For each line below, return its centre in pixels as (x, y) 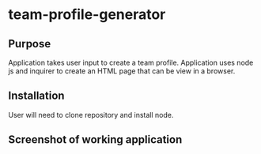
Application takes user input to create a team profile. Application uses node (131, 62)
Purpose (30, 44)
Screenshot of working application (95, 140)
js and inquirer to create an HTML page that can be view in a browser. (122, 71)
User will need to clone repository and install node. (91, 115)
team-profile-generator (87, 15)
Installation (36, 96)
